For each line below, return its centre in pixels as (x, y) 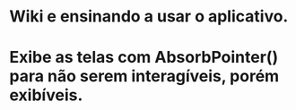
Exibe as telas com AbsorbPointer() (144, 58)
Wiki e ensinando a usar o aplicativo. (149, 17)
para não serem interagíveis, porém (144, 76)
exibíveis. (46, 95)
